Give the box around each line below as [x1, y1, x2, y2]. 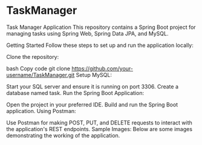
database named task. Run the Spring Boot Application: [6, 89, 144, 96]
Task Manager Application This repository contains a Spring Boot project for [6, 23, 196, 31]
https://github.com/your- [71, 64, 133, 72]
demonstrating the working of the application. [6, 132, 120, 139]
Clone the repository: [6, 53, 59, 60]
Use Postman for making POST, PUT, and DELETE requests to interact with [6, 119, 192, 126]
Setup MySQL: [76, 71, 112, 78]
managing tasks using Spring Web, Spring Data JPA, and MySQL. [6, 29, 169, 37]
